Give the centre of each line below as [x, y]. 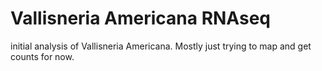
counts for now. [42, 56]
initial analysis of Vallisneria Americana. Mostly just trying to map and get [161, 46]
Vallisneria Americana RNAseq [140, 18]
